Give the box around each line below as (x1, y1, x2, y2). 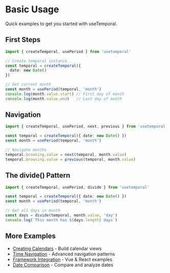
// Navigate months (5, 147, 47, 152)
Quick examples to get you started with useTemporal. (5, 21, 117, 27)
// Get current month (5, 82, 52, 87)
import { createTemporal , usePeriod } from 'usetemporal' (5, 49, 131, 54)
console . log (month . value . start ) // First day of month (5, 91, 125, 96)
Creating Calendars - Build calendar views (12, 245, 102, 251)
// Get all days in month (5, 208, 60, 213)
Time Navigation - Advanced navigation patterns (12, 250, 115, 257)
